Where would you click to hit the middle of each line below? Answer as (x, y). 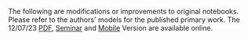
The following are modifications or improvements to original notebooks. (124, 11)
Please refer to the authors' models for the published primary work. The (124, 20)
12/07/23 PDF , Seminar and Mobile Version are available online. (111, 28)
